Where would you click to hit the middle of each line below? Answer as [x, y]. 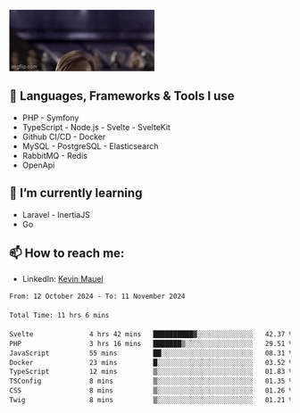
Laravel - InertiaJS [56, 214]
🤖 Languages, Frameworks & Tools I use [122, 96]
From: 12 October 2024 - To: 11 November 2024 [97, 297]
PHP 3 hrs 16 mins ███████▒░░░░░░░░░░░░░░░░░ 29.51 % [151, 343]
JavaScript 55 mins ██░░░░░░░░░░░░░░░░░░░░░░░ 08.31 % [151, 353]
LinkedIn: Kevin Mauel [63, 279]
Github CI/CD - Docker [64, 136]
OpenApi [38, 165]
